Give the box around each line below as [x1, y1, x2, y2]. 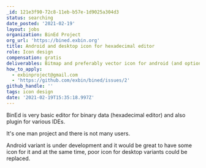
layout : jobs [6, 26, 40, 32]
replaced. [6, 155, 31, 162]
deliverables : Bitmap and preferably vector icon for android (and [6, 60, 183, 66]
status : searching [6, 15, 53, 21]
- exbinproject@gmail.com [12, 72, 78, 78]
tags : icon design [6, 89, 53, 95]
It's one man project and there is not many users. [6, 129, 131, 137]
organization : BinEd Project [6, 32, 81, 38]
